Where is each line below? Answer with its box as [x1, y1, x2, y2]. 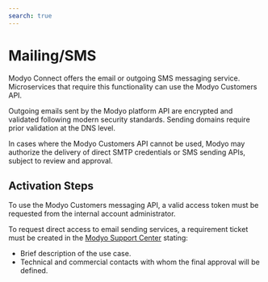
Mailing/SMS [8, 46, 97, 64]
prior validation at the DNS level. [8, 122, 115, 133]
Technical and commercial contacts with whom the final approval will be [19, 257, 260, 267]
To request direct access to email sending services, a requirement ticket [8, 225, 249, 234]
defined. [19, 266, 48, 276]
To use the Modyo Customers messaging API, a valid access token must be [8, 201, 259, 210]
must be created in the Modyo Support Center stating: [8, 233, 188, 243]
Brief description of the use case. [19, 249, 132, 259]
